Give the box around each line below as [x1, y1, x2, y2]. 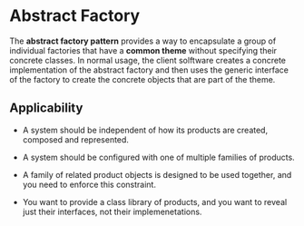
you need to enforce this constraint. [22, 179, 157, 190]
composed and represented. [22, 133, 130, 145]
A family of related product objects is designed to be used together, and [22, 169, 292, 180]
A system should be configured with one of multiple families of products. [22, 152, 295, 162]
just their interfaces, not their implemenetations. [22, 206, 202, 217]
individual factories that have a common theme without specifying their [9, 44, 278, 55]
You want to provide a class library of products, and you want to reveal [22, 196, 288, 207]
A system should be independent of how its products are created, [22, 124, 269, 135]
